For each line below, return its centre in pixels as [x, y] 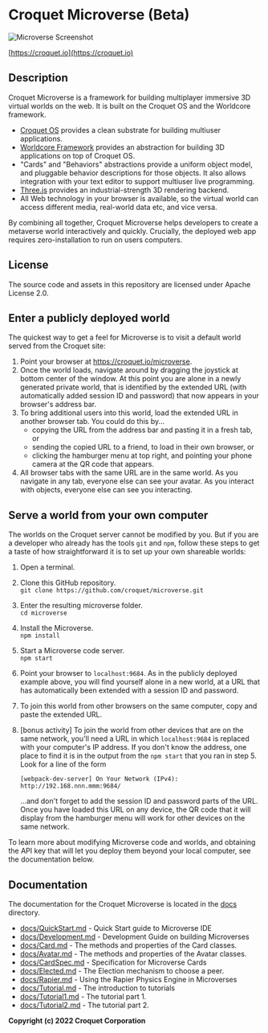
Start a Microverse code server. [72, 651]
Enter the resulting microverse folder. [81, 606]
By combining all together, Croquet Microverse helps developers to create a [133, 222]
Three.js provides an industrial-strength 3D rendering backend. [124, 190]
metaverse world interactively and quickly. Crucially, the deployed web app [132, 231]
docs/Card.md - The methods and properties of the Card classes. [128, 945]
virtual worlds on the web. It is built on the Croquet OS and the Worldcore [130, 105]
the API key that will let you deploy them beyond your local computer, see [130, 851]
